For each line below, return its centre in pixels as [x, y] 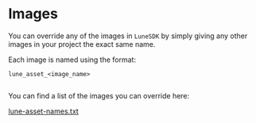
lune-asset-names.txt [44, 111]
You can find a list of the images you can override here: [99, 95]
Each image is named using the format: [72, 60]
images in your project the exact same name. [82, 44]
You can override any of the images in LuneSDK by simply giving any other [128, 36]
